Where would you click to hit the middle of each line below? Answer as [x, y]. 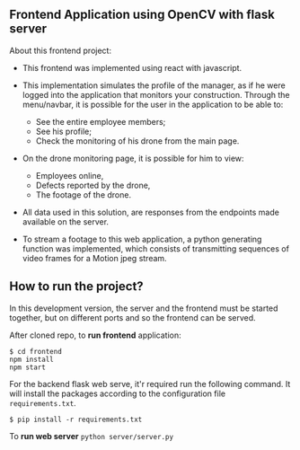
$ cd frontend [36, 351]
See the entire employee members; [101, 121]
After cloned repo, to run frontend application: [95, 335]
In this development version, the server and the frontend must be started [144, 308]
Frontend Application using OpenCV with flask [142, 15]
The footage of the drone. [84, 194]
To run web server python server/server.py [91, 436]
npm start [28, 367]
